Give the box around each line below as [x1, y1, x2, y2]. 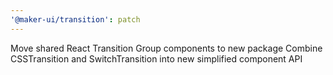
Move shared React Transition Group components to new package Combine [10, 42, 323, 54]
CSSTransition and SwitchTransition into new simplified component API [10, 52, 303, 65]
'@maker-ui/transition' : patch [10, 14, 141, 25]
